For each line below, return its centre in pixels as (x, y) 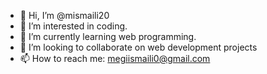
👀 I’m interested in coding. (73, 26)
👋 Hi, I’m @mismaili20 (64, 15)
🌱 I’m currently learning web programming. (108, 36)
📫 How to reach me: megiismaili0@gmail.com (115, 58)
